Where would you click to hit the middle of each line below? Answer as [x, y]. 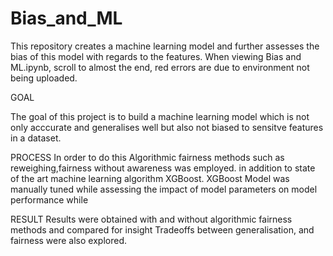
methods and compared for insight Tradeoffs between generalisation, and [162, 229]
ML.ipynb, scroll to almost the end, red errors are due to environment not [160, 67]
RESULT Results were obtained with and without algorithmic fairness [151, 219]
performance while [49, 199]
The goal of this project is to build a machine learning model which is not [160, 116]
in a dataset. [36, 138]
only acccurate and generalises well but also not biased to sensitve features [167, 127]
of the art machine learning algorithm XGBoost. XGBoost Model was [150, 178]
